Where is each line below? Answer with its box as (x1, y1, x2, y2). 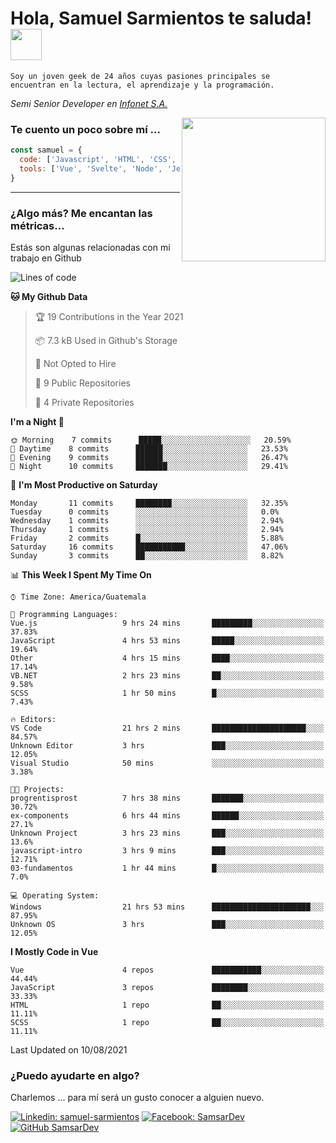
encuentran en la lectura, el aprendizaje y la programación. (10, 80, 275, 90)
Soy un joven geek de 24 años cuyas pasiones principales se (10, 71, 271, 81)
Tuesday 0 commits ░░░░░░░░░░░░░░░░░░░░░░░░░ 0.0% (10, 507, 280, 517)
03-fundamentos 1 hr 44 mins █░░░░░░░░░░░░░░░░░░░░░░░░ (10, 863, 325, 874)
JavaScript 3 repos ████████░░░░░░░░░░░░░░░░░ (10, 983, 325, 993)
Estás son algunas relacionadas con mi (10, 242, 171, 254)
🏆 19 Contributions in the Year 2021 (34, 311, 184, 323)
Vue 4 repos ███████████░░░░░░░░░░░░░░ (10, 965, 325, 976)
